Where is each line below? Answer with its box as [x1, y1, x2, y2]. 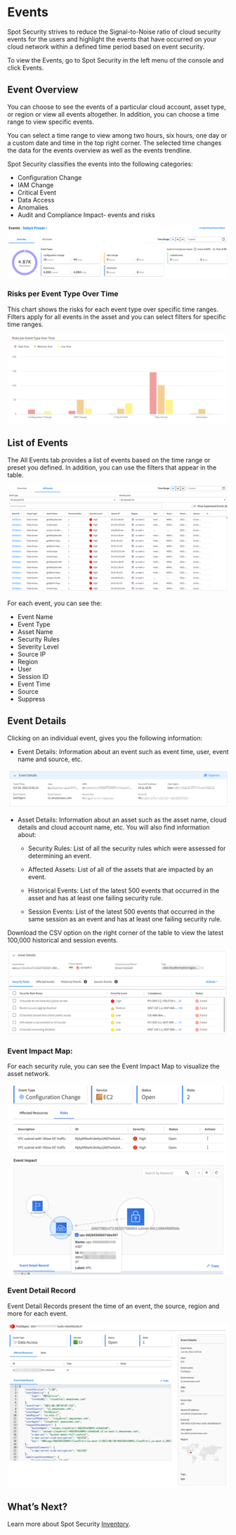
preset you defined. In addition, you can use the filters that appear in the [7, 463, 217, 472]
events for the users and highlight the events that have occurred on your [7, 34, 217, 43]
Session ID [17, 672, 49, 680]
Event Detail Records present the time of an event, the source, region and [7, 1302, 220, 1310]
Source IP [17, 649, 46, 658]
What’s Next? [7, 1501, 68, 1513]
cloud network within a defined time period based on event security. [7, 42, 205, 51]
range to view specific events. [7, 117, 95, 126]
